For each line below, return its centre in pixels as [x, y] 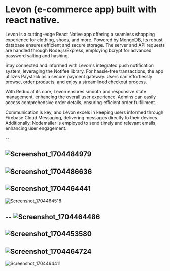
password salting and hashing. [37, 56]
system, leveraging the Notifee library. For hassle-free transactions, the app [84, 71]
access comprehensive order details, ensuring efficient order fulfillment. [81, 102]
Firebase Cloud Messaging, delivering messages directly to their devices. [82, 117]
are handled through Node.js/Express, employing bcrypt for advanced [78, 50]
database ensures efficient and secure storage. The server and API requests [85, 45]
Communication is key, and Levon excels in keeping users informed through [84, 112]
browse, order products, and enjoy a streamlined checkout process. [76, 82]
